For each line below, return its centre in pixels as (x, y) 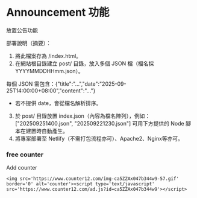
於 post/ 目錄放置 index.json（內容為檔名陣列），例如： (83, 116)
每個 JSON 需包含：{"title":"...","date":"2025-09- (66, 84)
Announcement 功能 (58, 12)
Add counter (22, 168)
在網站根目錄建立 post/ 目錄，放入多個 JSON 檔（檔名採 (84, 63)
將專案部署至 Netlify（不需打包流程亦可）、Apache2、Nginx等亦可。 (99, 138)
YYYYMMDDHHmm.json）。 (49, 71)
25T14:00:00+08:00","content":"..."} (51, 91)
